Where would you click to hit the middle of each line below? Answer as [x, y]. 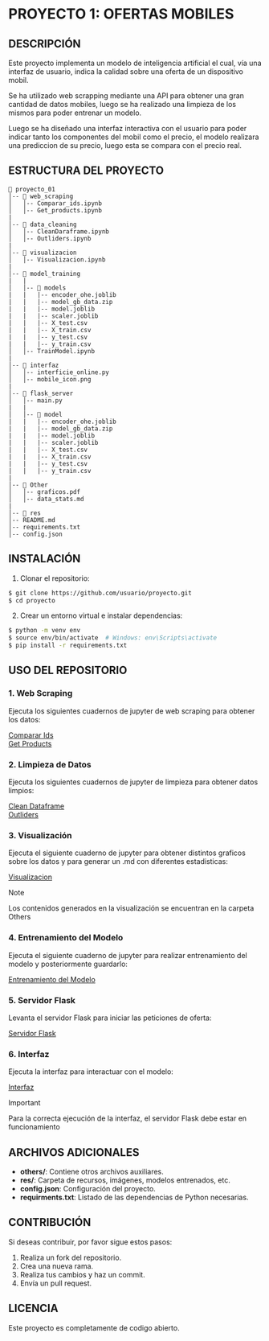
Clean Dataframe [37, 806]
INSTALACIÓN [45, 559]
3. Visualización [40, 835]
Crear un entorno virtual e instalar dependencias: [101, 615]
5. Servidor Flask [42, 1000]
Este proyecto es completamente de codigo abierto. [94, 1327]
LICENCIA [33, 1308]
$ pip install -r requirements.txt [68, 646]
